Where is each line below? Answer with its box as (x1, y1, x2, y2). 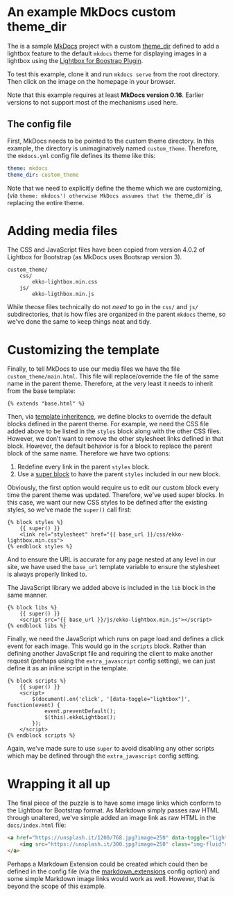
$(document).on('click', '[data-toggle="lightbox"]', (32, 696, 191, 703)
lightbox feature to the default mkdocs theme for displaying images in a (7, 49, 207, 58)
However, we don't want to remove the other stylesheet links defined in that (7, 435, 224, 443)
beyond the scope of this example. (7, 882, 106, 890)
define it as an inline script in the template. (7, 664, 128, 672)
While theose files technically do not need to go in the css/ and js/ (7, 303, 199, 311)
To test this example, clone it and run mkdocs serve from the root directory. (7, 70, 220, 78)
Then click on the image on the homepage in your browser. (7, 77, 176, 85)
